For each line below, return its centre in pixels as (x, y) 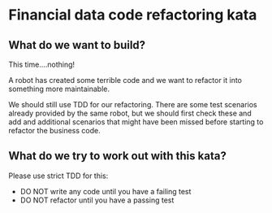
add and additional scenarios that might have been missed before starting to (136, 122)
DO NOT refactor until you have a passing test (97, 200)
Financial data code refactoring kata (133, 15)
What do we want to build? (77, 45)
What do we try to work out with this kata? (118, 156)
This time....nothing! (42, 64)
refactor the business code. (54, 130)
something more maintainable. (59, 89)
